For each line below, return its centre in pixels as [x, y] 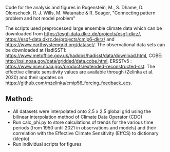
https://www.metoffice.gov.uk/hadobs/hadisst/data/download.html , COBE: [84, 55]
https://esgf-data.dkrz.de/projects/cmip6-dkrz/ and [60, 39]
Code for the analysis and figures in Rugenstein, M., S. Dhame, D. [74, 7]
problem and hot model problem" [40, 18]
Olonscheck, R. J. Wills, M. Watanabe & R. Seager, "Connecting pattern [80, 13]
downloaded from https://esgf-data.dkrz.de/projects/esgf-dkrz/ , [73, 34]
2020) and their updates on [34, 77]
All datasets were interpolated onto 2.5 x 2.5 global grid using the [82, 111]
